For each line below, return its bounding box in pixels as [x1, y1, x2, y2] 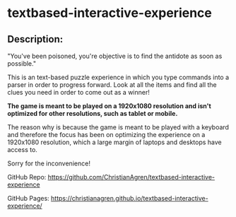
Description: [7, 33, 64, 45]
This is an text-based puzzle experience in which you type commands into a [7, 73, 230, 81]
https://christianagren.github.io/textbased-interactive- [50, 194, 208, 202]
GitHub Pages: [7, 194, 49, 202]
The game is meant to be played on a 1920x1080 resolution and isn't [7, 102, 212, 110]
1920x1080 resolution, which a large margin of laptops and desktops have [7, 138, 223, 146]
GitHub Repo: [7, 173, 47, 181]
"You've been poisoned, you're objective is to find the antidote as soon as [7, 52, 223, 60]
